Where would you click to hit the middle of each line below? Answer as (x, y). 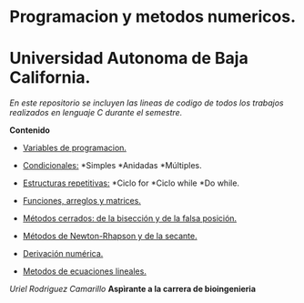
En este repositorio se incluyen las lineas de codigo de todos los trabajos (147, 103)
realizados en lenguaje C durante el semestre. (96, 113)
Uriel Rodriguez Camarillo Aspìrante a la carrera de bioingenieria (133, 289)
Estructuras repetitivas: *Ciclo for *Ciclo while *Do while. (131, 183)
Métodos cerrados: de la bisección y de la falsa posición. (130, 218)
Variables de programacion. (75, 148)
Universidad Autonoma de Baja (129, 59)
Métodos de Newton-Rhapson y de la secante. (110, 236)
